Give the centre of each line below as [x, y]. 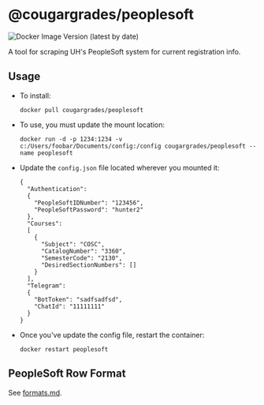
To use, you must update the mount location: [92, 125]
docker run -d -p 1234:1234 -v [71, 139]
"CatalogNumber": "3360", [83, 251]
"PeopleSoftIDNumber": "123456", [89, 203]
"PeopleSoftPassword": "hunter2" [89, 210]
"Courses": [45, 223]
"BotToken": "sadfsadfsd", [78, 299]
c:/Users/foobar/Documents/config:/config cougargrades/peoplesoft [132, 146]
